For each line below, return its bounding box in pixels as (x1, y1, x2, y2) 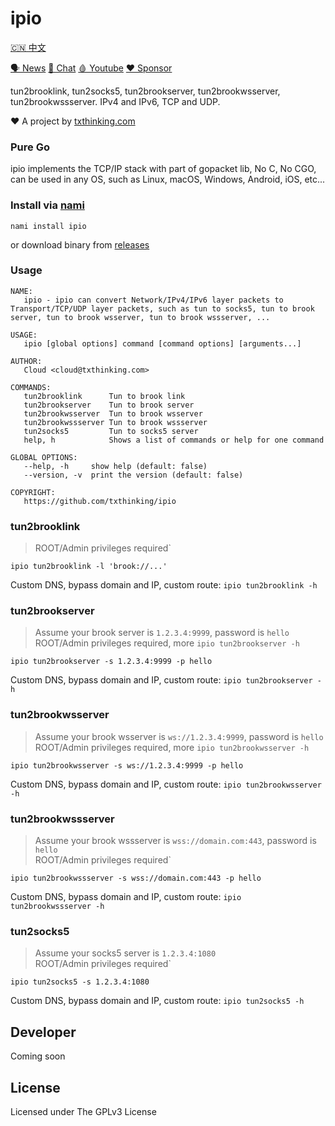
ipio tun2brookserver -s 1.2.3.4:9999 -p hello (10, 657, 213, 667)
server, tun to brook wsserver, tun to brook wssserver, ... (10, 312, 271, 322)
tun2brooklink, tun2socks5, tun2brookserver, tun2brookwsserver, (10, 85, 281, 97)
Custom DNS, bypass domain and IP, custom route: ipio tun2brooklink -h (10, 579, 318, 591)
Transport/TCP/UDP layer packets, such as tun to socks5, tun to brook (10, 303, 315, 314)
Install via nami (10, 198, 85, 212)
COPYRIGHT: (10, 487, 56, 497)
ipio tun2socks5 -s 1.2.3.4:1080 (10, 977, 150, 987)
